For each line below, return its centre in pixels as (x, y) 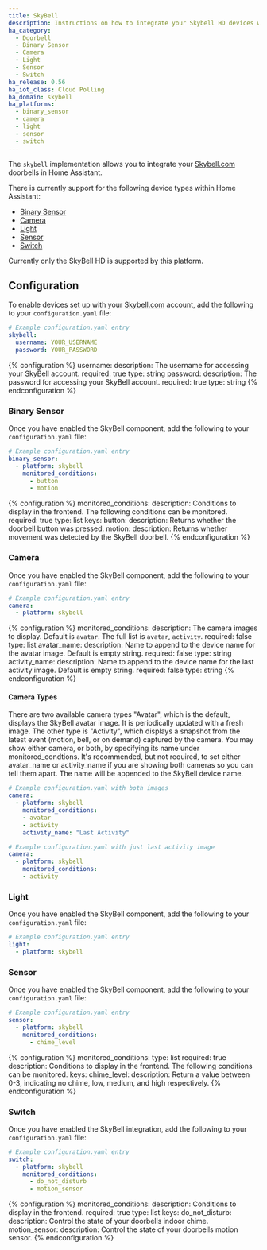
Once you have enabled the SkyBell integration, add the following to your (128, 1128)
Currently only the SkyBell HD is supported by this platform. (106, 261)
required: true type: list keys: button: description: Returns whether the (122, 521)
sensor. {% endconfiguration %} (61, 1238)
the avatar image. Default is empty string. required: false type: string (120, 653)
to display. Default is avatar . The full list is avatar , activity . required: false (130, 637)
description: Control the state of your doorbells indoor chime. (108, 1221)
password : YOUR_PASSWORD (56, 350)
